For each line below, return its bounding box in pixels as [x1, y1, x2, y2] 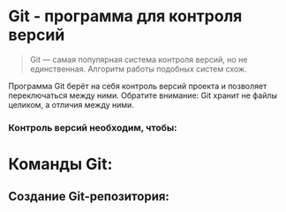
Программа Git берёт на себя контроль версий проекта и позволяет [8, 80, 267, 91]
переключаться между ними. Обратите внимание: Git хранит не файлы [8, 90, 278, 101]
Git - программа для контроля [8, 6, 243, 26]
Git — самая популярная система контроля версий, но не [29, 54, 248, 64]
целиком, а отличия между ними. [8, 99, 134, 110]
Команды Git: [8, 155, 113, 174]
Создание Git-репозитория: [8, 189, 169, 204]
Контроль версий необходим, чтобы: [8, 121, 177, 133]
